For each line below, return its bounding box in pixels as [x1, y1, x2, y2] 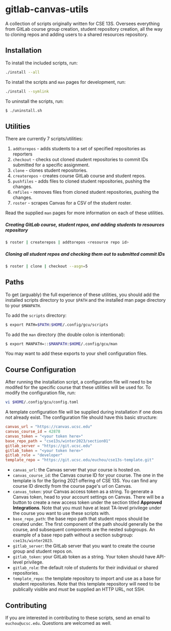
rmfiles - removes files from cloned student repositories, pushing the [12, 189, 159, 195]
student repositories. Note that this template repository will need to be [12, 581, 160, 587]
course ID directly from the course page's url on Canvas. [12, 483, 132, 489]
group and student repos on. [12, 548, 73, 554]
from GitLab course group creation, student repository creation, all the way [5, 26, 163, 32]
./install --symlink [5, 88, 50, 94]
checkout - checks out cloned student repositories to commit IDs [12, 156, 149, 163]
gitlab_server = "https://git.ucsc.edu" [5, 443, 93, 448]
